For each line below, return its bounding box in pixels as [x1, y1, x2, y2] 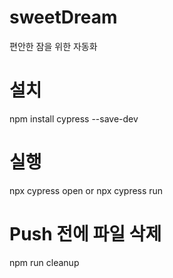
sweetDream [9, 6, 118, 29]
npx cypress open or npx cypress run [9, 184, 164, 196]
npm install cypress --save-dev [9, 112, 139, 125]
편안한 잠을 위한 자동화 [9, 40, 98, 52]
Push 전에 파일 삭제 [9, 223, 162, 245]
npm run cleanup [9, 256, 80, 268]
